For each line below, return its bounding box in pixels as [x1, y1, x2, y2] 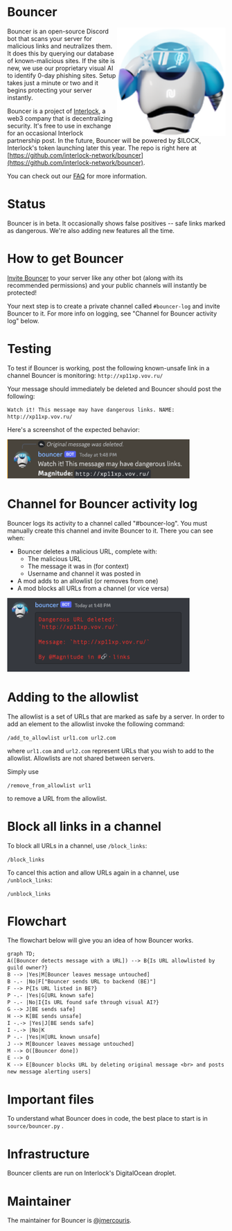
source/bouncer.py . [7, 1121, 64, 1130]
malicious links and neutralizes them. [7, 42, 113, 50]
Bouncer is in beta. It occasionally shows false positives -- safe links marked [7, 219, 226, 227]
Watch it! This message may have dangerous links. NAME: [7, 406, 175, 413]
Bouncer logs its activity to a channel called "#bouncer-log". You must [7, 519, 208, 528]
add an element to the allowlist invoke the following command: [7, 719, 185, 728]
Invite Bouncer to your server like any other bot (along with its [7, 273, 184, 282]
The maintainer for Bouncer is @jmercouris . [7, 1216, 132, 1225]
